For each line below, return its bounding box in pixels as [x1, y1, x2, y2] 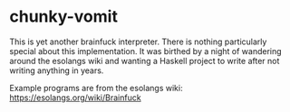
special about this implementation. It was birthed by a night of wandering [9, 45, 283, 56]
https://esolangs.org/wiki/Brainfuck [9, 92, 142, 103]
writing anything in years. [9, 65, 104, 76]
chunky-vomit [9, 6, 118, 27]
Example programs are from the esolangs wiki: [9, 82, 183, 93]
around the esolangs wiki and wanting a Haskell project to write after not [9, 55, 280, 66]
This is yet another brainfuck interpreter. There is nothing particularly [9, 36, 267, 47]
